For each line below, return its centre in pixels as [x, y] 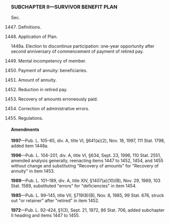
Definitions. [30, 27]
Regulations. [31, 118]
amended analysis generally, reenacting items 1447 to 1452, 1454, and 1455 [87, 160]
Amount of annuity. [37, 80]
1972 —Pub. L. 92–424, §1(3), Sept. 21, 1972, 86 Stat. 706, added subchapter [88, 210]
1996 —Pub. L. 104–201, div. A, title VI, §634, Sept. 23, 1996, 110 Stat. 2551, [86, 155]
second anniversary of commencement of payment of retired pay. [77, 51]
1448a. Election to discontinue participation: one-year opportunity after [83, 46]
